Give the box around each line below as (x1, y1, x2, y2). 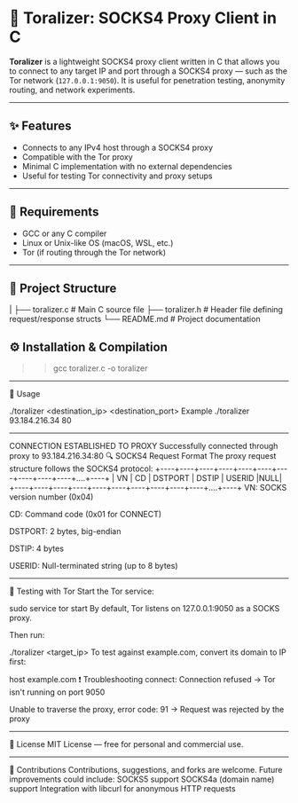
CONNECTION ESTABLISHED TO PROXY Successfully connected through (9, 441, 278, 452)
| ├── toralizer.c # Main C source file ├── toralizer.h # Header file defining (9, 304, 284, 315)
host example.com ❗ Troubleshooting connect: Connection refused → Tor (9, 674, 276, 685)
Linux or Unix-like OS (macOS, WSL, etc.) (21, 237, 174, 248)
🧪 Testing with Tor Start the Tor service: (9, 586, 155, 597)
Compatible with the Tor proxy (21, 151, 133, 162)
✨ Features (9, 119, 72, 134)
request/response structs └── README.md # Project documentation (9, 314, 261, 325)
